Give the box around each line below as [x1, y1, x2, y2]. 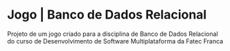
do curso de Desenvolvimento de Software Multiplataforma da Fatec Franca [7, 37, 224, 45]
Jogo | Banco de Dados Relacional [7, 7, 207, 23]
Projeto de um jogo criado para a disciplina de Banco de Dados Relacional [7, 30, 218, 38]
